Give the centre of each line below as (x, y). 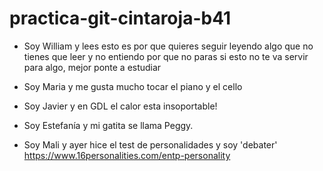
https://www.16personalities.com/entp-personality (127, 155)
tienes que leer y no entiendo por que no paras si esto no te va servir (166, 56)
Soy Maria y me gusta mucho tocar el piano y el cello (133, 86)
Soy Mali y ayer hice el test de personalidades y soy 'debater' (150, 144)
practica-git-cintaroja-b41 (120, 18)
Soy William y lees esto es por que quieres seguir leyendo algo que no (168, 46)
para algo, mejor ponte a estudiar (92, 67)
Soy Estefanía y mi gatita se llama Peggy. (108, 125)
